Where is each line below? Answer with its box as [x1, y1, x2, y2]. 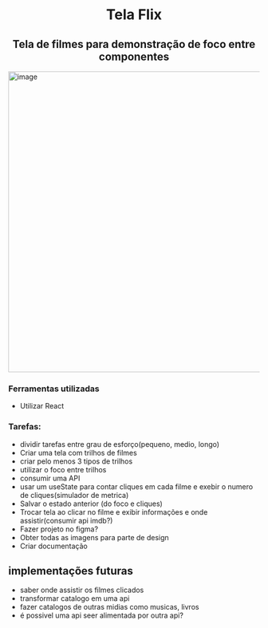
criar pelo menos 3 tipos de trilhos [19, 456, 133, 466]
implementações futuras [8, 564, 133, 578]
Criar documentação [19, 541, 88, 551]
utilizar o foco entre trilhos [19, 464, 107, 474]
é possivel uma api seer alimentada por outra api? [19, 610, 183, 620]
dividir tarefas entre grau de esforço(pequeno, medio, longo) [19, 439, 220, 448]
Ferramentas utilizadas [8, 383, 100, 394]
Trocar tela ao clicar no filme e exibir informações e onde [19, 507, 208, 516]
